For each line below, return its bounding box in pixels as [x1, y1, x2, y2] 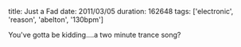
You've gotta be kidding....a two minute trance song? [8, 31, 181, 39]
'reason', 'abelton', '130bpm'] [8, 15, 104, 24]
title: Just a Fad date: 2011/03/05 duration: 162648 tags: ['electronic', [8, 7, 234, 16]
